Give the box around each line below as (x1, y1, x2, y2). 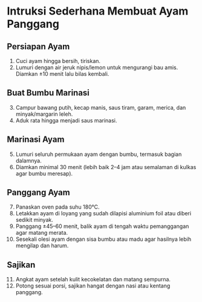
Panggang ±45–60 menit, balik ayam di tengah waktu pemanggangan (15, 223, 189, 230)
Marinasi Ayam (7, 135, 65, 145)
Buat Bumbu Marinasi (7, 88, 90, 98)
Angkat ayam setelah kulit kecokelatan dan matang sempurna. (15, 276, 171, 283)
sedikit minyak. (15, 216, 54, 224)
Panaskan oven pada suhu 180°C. (15, 203, 100, 210)
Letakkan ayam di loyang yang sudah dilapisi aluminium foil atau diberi (15, 210, 192, 217)
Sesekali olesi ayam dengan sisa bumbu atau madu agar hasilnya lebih (15, 235, 192, 243)
